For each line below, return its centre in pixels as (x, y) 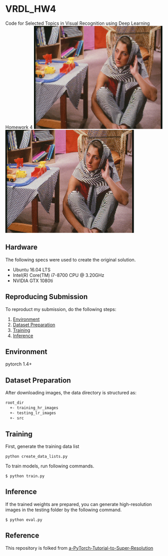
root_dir (15, 403)
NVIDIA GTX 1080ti (33, 281)
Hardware (21, 247)
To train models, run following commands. (50, 466)
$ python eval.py (24, 520)
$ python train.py (25, 476)
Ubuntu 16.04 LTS (32, 270)
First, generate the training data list (42, 446)
